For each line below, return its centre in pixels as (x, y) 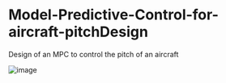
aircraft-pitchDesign (78, 32)
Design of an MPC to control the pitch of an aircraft (94, 54)
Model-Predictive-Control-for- (113, 15)
